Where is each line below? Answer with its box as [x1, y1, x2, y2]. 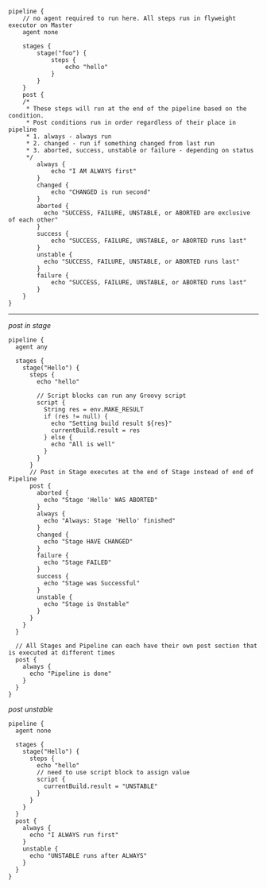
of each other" [8, 216, 59, 224]
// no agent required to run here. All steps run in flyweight [22, 14, 237, 22]
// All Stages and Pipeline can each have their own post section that [15, 642, 258, 650]
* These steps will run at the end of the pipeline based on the [25, 105, 247, 113]
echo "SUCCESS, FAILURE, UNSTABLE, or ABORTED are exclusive [43, 209, 250, 217]
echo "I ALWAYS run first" [29, 831, 119, 839]
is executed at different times [8, 649, 115, 657]
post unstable [8, 705, 53, 714]
